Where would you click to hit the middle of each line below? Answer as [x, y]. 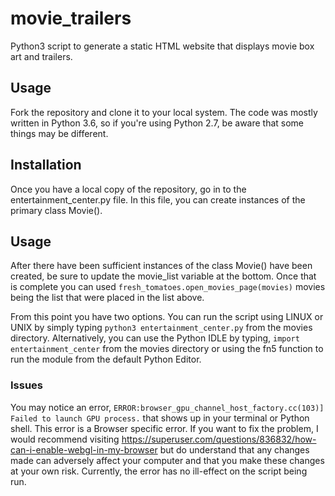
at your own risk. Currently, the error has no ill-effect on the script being [159, 471]
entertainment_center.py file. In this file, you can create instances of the [158, 199]
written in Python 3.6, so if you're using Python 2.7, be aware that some [157, 123]
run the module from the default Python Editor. [106, 359]
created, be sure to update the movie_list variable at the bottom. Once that [163, 276]
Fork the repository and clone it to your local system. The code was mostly [164, 112]
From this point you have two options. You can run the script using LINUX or [167, 317]
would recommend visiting [65, 439]
